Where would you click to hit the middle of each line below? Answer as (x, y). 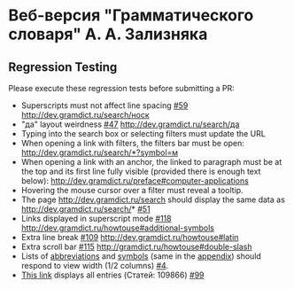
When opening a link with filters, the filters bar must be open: (133, 143)
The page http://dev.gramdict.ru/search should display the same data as (153, 199)
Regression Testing (63, 67)
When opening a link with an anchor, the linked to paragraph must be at (151, 162)
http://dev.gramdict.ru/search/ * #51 (86, 209)
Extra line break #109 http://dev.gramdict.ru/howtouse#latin (130, 237)
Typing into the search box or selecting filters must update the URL (143, 133)
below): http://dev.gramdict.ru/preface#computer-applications (135, 181)
